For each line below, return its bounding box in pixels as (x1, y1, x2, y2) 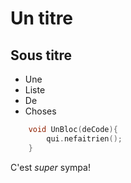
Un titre (10, 7, 74, 30)
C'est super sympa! (10, 161, 91, 173)
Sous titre (10, 47, 73, 64)
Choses (24, 105, 57, 117)
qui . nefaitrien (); (46, 133, 123, 144)
